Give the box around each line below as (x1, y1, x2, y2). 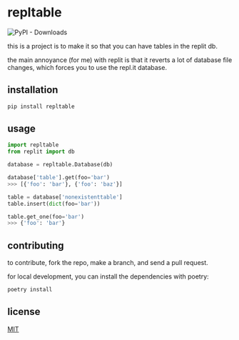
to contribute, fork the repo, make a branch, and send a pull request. (7, 259, 208, 267)
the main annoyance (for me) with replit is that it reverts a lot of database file (7, 55, 233, 64)
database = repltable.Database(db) (7, 161, 113, 169)
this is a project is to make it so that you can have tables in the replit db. (7, 41, 218, 50)
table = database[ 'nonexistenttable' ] (7, 194, 123, 201)
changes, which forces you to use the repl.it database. (7, 63, 168, 71)
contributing (7, 239, 64, 251)
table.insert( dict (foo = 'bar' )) (7, 200, 101, 207)
